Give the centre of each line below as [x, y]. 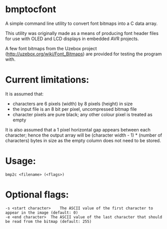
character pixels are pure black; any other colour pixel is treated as [82, 114]
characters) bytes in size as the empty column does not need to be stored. [83, 140]
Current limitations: [47, 80]
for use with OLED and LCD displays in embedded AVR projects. [72, 39]
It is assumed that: [25, 94]
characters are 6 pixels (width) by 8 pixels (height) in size [73, 104]
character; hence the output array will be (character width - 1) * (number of [84, 135]
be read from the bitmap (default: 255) [49, 221]
